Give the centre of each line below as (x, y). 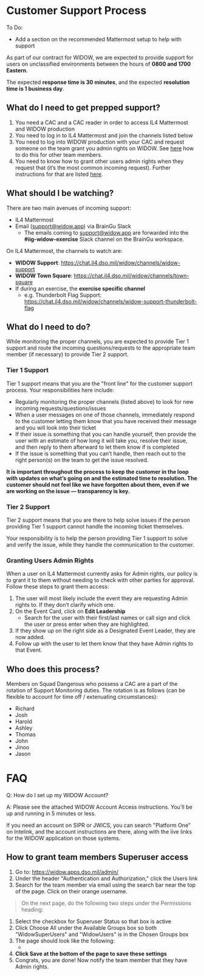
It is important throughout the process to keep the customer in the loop (98, 471)
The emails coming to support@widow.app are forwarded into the (106, 232)
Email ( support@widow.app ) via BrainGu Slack (73, 226)
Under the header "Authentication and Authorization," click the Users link (106, 878)
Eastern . (17, 70)
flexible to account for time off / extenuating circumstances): (82, 697)
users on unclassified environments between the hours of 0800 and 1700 (99, 64)
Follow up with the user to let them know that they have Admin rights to (104, 644)
